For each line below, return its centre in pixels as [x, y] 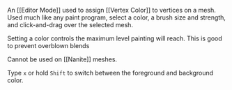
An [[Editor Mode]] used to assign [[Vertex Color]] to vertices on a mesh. [111, 10]
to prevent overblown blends [48, 46]
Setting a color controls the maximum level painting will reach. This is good [115, 38]
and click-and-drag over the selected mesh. [70, 25]
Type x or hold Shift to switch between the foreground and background [110, 73]
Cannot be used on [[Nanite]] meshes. [62, 59]
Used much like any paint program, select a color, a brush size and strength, [117, 17]
